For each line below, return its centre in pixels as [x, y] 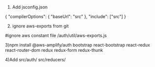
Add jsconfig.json [30, 7]
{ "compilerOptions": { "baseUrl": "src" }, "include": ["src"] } [66, 16]
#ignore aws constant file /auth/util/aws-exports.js [56, 35]
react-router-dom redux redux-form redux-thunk [54, 50]
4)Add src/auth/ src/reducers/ [35, 60]
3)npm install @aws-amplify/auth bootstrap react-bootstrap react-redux [77, 45]
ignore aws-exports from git [40, 26]
